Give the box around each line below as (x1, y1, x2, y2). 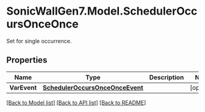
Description (149, 73, 184, 82)
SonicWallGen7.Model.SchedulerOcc (6, 4, 198, 18)
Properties (6, 55, 48, 65)
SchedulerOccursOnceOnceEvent (42, 83, 143, 92)
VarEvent (9, 83, 37, 92)
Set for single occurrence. (6, 37, 72, 44)
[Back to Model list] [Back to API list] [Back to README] (6, 99, 146, 106)
